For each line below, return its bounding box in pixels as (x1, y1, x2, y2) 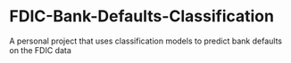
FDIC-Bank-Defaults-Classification (9, 6, 275, 27)
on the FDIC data (9, 44, 71, 55)
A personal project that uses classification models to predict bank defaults (9, 35, 283, 46)
